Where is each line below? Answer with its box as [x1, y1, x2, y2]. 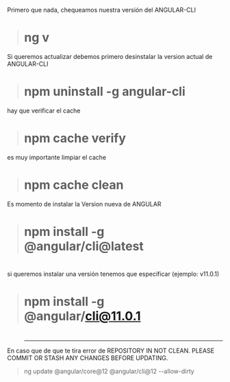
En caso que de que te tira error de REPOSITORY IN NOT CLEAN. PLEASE [7, 346, 214, 355]
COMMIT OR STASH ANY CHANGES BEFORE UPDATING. [7, 353, 168, 362]
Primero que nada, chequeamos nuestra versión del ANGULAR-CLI [7, 6, 196, 14]
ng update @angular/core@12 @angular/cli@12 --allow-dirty [23, 367, 195, 375]
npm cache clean [23, 178, 124, 193]
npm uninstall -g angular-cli [23, 84, 186, 99]
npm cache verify [23, 130, 127, 146]
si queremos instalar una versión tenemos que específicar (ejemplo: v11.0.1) [7, 270, 220, 278]
